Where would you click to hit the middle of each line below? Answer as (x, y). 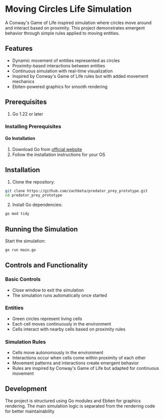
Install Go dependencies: (37, 205)
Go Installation (20, 138)
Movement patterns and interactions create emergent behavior (75, 363)
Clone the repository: (34, 182)
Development (26, 389)
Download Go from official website (47, 149)
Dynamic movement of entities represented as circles (66, 60)
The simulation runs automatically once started (59, 295)
